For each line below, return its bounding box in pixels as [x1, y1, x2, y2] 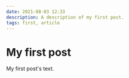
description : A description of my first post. [6, 14, 124, 20]
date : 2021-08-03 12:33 [6, 8, 66, 15]
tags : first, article [6, 20, 60, 26]
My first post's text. [6, 65, 54, 72]
